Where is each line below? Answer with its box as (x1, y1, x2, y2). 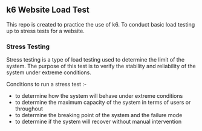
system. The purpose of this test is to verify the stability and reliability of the (6, 63, 197, 70)
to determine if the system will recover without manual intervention (15, 118, 182, 126)
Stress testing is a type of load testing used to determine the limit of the (6, 56, 185, 63)
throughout (15, 105, 44, 112)
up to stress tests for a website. (6, 27, 85, 34)
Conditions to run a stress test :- (6, 81, 87, 88)
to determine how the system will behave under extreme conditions (15, 92, 183, 100)
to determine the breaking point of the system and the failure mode (15, 112, 183, 119)
